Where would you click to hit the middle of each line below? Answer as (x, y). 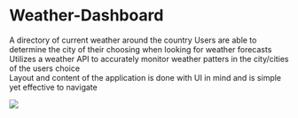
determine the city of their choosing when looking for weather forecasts (141, 49)
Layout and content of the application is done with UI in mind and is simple (145, 77)
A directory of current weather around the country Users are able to (133, 40)
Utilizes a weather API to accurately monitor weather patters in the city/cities (149, 59)
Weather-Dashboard (86, 16)
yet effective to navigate (53, 87)
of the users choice (45, 68)
